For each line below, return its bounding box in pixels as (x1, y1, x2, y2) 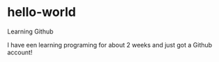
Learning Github (7, 27, 54, 36)
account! (7, 48, 33, 56)
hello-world (7, 4, 77, 20)
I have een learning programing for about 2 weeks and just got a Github (7, 40, 213, 49)
